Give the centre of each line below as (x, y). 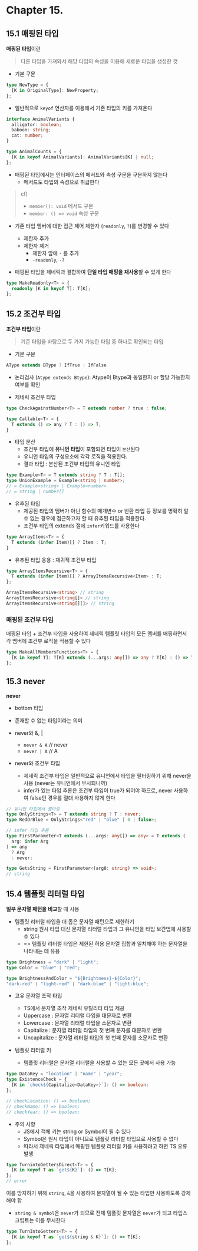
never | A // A (40, 751)
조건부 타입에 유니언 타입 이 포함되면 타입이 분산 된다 (82, 449)
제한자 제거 (36, 246)
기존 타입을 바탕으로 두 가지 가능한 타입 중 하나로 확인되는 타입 (92, 342)
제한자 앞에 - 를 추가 (56, 253)
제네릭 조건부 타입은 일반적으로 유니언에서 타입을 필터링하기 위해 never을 (107, 775)
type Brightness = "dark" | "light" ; (52, 962)
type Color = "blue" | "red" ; (43, 968)
